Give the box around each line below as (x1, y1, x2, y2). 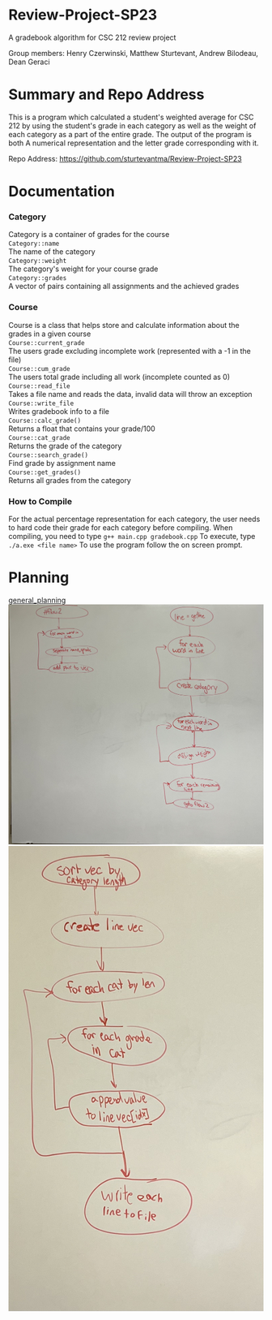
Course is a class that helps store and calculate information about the (8, 320, 240, 330)
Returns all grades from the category (8, 475, 131, 485)
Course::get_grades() (8, 468, 82, 477)
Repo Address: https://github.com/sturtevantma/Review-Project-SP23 (8, 153, 242, 163)
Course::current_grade (8, 339, 85, 347)
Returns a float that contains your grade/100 (8, 424, 155, 434)
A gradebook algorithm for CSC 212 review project (8, 32, 176, 42)
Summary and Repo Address (8, 85, 205, 104)
